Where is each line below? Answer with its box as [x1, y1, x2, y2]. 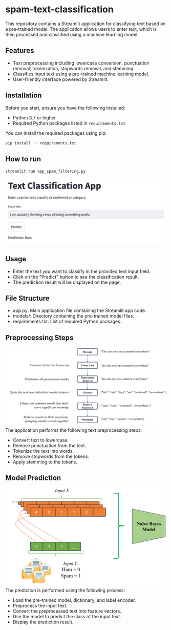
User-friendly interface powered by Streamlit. [12, 76, 109, 82]
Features [5, 46, 34, 55]
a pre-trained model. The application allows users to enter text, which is [5, 26, 157, 32]
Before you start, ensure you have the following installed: [5, 104, 125, 111]
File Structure [5, 294, 50, 303]
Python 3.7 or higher [12, 114, 56, 121]
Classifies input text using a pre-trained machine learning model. [12, 71, 149, 77]
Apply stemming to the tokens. [12, 458, 78, 465]
